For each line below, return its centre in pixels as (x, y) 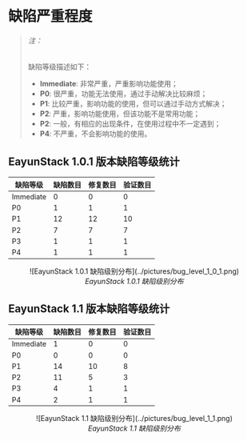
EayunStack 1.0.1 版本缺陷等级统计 (94, 161)
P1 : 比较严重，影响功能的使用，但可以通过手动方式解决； (133, 104)
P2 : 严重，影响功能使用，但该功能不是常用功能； (120, 114)
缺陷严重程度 (51, 16)
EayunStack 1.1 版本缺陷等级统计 (89, 309)
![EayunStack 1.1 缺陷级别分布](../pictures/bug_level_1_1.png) (134, 419)
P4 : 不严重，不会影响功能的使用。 (96, 134)
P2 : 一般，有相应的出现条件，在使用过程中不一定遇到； (130, 124)
